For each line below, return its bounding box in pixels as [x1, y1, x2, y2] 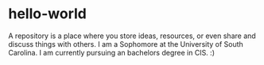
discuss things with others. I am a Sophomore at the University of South [8, 39, 244, 48]
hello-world [8, 5, 87, 23]
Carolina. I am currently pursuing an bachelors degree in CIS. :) [8, 48, 215, 57]
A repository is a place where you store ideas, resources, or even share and [8, 31, 256, 40]
